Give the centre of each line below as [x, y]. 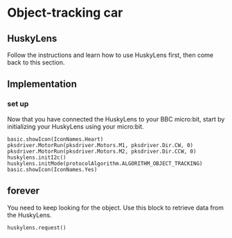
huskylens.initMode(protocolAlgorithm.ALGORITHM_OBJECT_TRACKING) [105, 163]
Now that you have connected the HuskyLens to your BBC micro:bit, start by [116, 119]
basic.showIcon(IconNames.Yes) [52, 169]
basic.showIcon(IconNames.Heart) [55, 139]
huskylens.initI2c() [37, 158]
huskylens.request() [37, 228]
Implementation [42, 84]
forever [24, 191]
